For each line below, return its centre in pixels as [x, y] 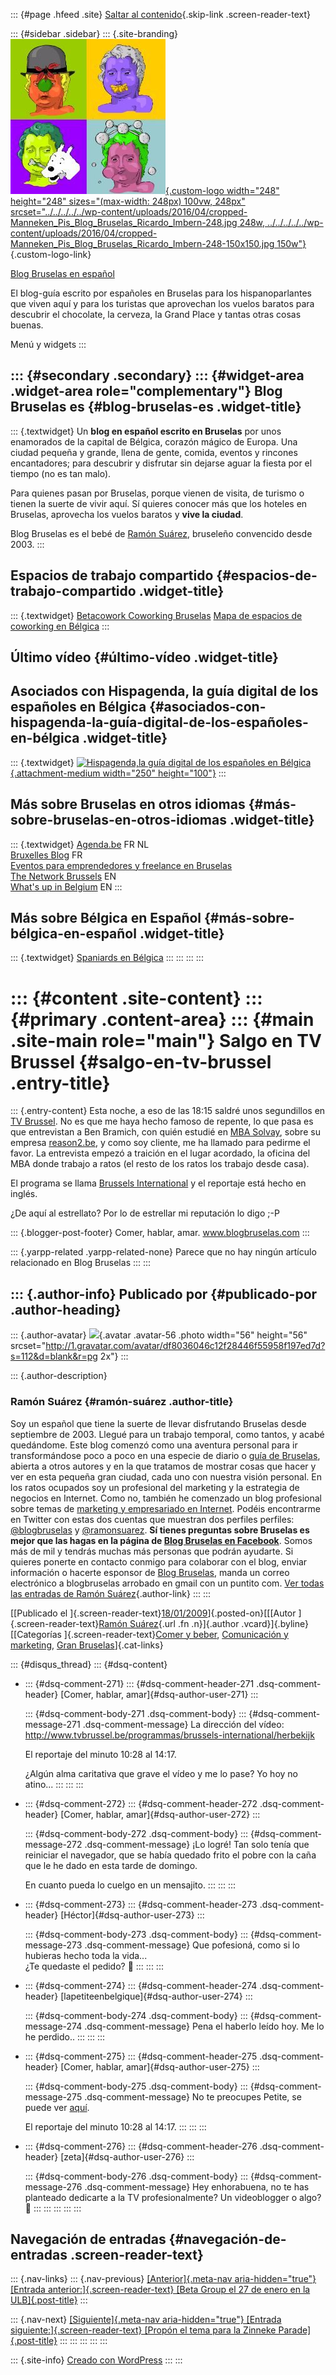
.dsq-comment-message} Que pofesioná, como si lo [192, 1945]
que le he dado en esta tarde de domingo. [111, 1865]
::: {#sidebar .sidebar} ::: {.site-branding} [94, 33]
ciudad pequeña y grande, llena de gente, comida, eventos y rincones [154, 452]
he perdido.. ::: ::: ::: [65, 2036]
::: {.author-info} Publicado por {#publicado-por [164, 1294]
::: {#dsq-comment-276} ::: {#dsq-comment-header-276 [141, 2146]
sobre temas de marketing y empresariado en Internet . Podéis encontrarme [165, 1508]
